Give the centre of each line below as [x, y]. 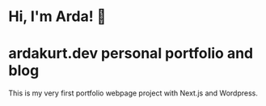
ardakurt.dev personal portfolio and [131, 54]
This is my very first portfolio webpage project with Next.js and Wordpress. [133, 93]
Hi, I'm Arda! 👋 [57, 17]
